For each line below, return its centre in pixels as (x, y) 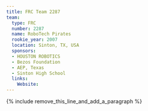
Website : (28, 85)
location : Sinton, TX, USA (45, 46)
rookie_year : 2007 (35, 40)
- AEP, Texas (28, 67)
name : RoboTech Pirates (41, 34)
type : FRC (24, 23)
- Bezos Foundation (36, 62)
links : (20, 79)
